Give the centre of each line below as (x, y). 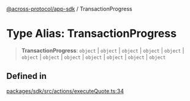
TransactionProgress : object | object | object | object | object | (103, 50)
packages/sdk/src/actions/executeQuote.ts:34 (65, 91)
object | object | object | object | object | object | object (93, 57)
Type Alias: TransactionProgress (91, 34)
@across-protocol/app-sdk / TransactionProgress (70, 9)
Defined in (27, 76)
